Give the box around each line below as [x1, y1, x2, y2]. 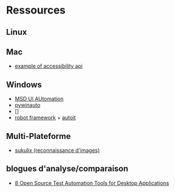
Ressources [6, 4, 66, 17]
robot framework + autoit [14, 114, 76, 121]
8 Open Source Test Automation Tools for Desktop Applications [14, 179, 170, 186]
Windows [6, 80, 42, 90]
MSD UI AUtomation [14, 95, 64, 102]
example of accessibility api [14, 62, 83, 69]
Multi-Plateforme [6, 131, 71, 141]
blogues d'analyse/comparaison [6, 164, 129, 174]
